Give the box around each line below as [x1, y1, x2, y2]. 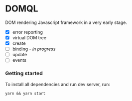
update [12, 52, 27, 58]
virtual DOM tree [12, 35, 46, 40]
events [12, 57, 26, 63]
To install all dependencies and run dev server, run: [5, 81, 111, 87]
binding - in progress [12, 46, 56, 52]
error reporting [12, 29, 43, 35]
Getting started [5, 70, 43, 77]
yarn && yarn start [5, 91, 46, 96]
